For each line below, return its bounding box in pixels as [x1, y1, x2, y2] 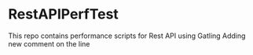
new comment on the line [8, 39, 90, 48]
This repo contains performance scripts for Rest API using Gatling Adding [8, 31, 246, 40]
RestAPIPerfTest [8, 5, 119, 23]
